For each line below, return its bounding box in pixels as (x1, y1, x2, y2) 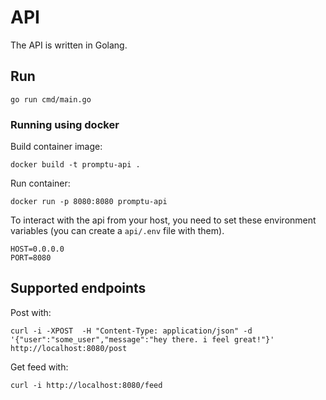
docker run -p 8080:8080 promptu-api (10, 197, 168, 207)
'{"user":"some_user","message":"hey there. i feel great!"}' (10, 334, 275, 345)
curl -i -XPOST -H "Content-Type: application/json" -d (10, 326, 253, 336)
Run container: (10, 177, 71, 190)
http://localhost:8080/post (10, 343, 128, 353)
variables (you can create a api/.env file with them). (10, 225, 225, 237)
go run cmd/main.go (10, 94, 92, 105)
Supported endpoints (10, 280, 147, 297)
